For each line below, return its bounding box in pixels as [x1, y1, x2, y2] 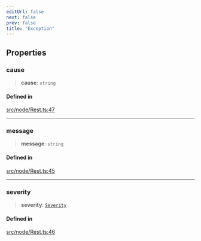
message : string [20, 140, 64, 147]
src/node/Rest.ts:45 [6, 167, 56, 174]
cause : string [20, 79, 56, 86]
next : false [6, 14, 36, 20]
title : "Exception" [6, 25, 55, 32]
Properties [6, 47, 47, 57]
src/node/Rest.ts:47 [6, 106, 55, 114]
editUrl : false [6, 8, 44, 15]
